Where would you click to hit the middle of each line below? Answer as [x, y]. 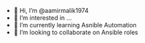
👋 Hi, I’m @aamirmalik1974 [51, 11]
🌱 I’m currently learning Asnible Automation [75, 25]
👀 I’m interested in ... [43, 18]
